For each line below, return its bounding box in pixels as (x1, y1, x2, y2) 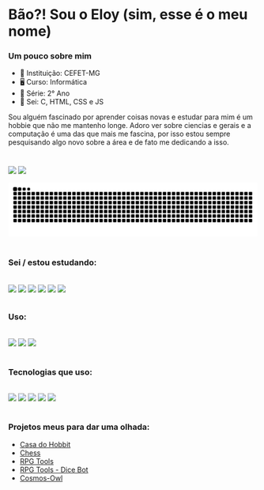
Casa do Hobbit (19, 439, 71, 449)
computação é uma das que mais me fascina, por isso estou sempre (8, 129, 231, 139)
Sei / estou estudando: (8, 257, 97, 268)
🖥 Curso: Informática (19, 77, 88, 87)
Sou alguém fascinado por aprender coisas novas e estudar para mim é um (8, 112, 253, 122)
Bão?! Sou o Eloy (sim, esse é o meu (8, 6, 248, 24)
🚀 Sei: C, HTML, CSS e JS (19, 97, 104, 107)
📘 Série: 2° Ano (19, 89, 70, 98)
